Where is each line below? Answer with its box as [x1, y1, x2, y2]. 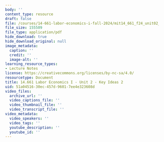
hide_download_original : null [5, 39, 67, 44]
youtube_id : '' [9, 130, 41, 135]
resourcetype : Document [5, 75, 54, 80]
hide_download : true [5, 35, 47, 40]
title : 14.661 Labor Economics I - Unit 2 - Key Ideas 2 [5, 80, 123, 84]
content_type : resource [5, 12, 54, 17]
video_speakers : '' [9, 116, 49, 121]
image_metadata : [5, 43, 38, 48]
